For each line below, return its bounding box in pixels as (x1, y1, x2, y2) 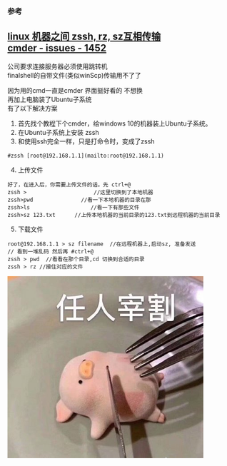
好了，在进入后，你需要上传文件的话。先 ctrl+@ (7, 181, 131, 188)
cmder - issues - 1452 (7, 42, 107, 54)
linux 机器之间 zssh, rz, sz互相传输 (7, 31, 161, 43)
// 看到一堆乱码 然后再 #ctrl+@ (7, 248, 94, 255)
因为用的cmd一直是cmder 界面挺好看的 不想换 (7, 86, 143, 94)
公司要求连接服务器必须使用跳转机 (7, 62, 108, 71)
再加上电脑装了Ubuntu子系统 (7, 95, 92, 103)
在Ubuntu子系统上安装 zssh (17, 128, 99, 136)
